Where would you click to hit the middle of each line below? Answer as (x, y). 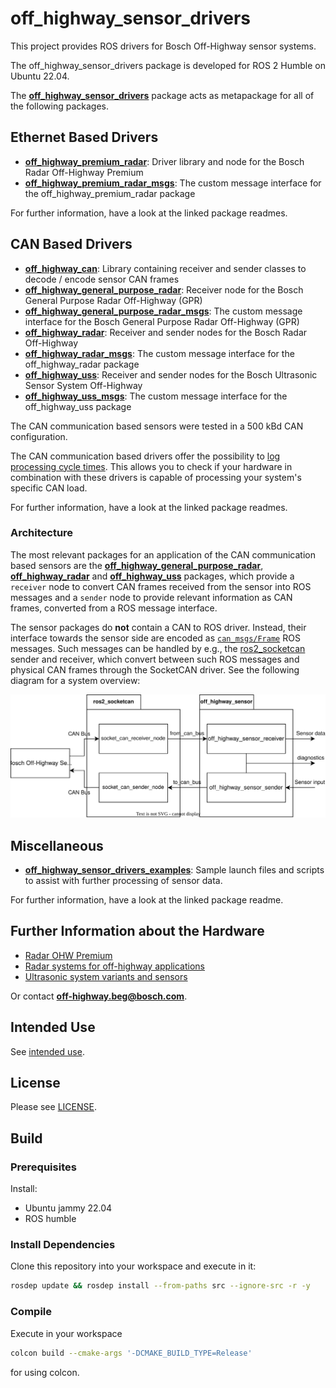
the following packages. (59, 106)
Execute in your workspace (66, 1333)
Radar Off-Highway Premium (84, 172)
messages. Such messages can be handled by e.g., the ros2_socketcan (158, 648)
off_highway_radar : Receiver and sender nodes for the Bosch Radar (166, 332)
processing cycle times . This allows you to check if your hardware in (151, 466)
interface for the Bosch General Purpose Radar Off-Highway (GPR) (162, 321)
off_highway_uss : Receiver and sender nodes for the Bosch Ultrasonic (171, 374)
